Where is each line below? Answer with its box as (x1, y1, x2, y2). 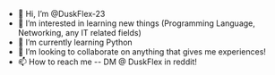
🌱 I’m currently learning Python (17, 37, 133, 47)
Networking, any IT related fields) (17, 28, 142, 37)
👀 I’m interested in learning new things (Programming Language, (17, 18, 255, 29)
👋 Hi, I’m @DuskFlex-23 (17, 9, 106, 19)
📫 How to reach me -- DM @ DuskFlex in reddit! (17, 56, 197, 67)
